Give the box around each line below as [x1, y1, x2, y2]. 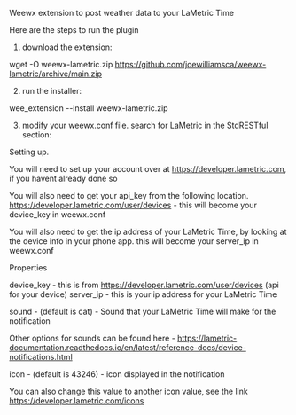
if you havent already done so [9, 173, 118, 184]
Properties [9, 262, 48, 273]
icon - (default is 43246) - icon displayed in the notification [9, 369, 225, 380]
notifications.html [9, 352, 73, 362]
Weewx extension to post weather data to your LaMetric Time [9, 8, 235, 18]
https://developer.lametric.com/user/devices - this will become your [9, 200, 257, 210]
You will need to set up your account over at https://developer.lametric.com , [9, 164, 287, 174]
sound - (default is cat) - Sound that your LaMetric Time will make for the [9, 306, 277, 317]
